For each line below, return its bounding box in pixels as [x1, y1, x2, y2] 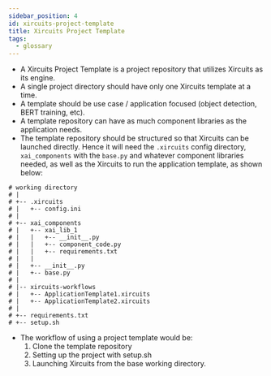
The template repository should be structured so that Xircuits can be [19, 133, 249, 143]
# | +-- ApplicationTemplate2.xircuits [8, 297, 151, 305]
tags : [8, 34, 27, 43]
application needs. [19, 125, 83, 135]
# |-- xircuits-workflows [8, 283, 96, 292]
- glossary [15, 42, 53, 50]
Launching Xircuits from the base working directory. [32, 359, 207, 369]
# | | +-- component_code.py [8, 240, 122, 249]
